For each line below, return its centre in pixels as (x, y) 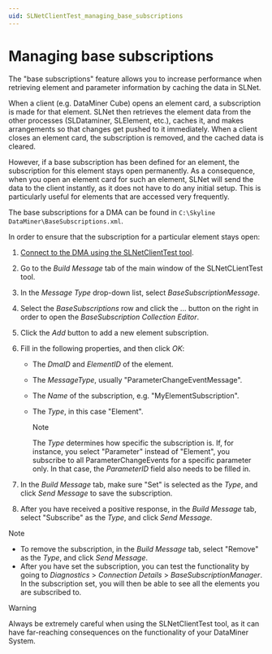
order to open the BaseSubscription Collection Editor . (110, 317)
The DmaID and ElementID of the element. (103, 364)
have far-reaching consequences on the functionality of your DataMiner (129, 632)
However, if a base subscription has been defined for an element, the (124, 162)
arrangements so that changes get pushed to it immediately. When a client (133, 129)
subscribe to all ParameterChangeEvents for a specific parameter (142, 460)
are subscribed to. (51, 592)
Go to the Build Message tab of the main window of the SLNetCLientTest (141, 268)
